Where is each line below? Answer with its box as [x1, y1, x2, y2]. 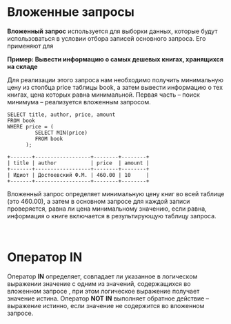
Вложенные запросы [7, 4, 134, 20]
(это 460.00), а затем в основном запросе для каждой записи [7, 197, 190, 205]
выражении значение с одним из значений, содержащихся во [7, 279, 191, 287]
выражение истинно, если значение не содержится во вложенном [7, 301, 205, 309]
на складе [7, 62, 38, 70]
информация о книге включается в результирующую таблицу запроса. [7, 211, 217, 220]
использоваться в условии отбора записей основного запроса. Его [7, 34, 206, 42]
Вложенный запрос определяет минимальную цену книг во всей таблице [7, 189, 225, 198]
